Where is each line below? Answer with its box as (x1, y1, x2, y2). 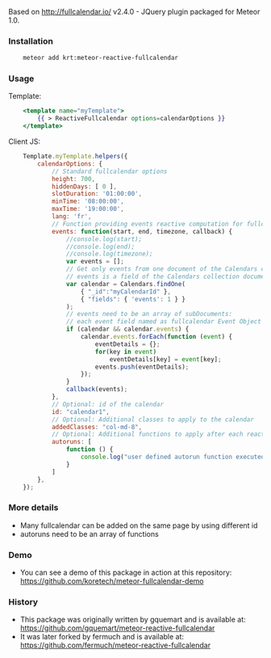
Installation (8, 36, 54, 47)
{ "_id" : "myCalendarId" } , (80, 287, 172, 296)
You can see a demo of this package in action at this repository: (19, 567, 232, 577)
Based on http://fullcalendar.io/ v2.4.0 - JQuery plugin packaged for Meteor (8, 7, 261, 16)
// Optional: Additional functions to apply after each (51, 430, 244, 439)
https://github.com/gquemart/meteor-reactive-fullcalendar (19, 623, 215, 633)
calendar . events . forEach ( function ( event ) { (80, 333, 232, 341)
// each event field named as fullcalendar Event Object (65, 318, 262, 326)
